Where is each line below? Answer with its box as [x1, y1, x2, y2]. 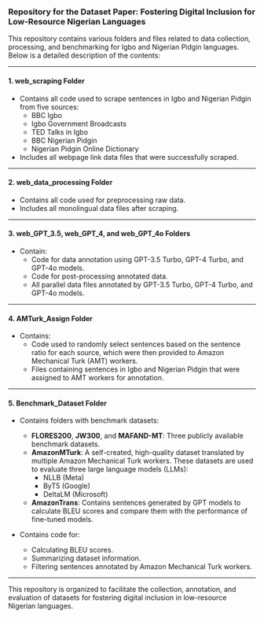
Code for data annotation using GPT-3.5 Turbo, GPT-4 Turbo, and [31, 254, 244, 264]
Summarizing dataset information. [31, 553, 141, 563]
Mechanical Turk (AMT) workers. [31, 357, 138, 366]
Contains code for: [19, 530, 80, 539]
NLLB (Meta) [42, 473, 85, 483]
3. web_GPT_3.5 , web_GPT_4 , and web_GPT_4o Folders [8, 229, 191, 239]
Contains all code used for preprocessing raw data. [19, 195, 186, 205]
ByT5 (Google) [42, 481, 90, 490]
